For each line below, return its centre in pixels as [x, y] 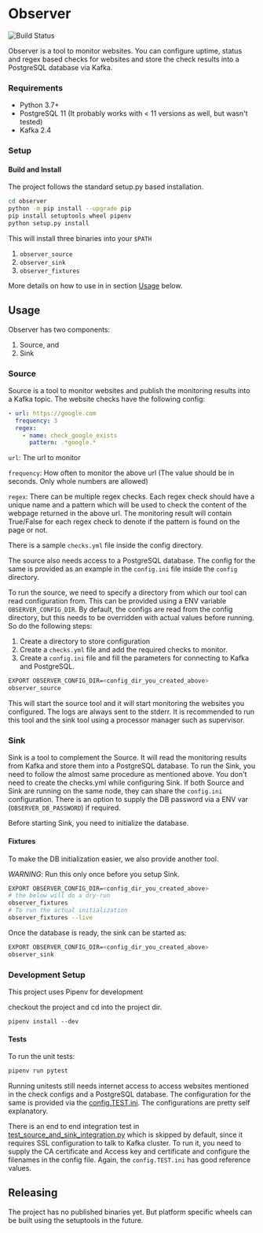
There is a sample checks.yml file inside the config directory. [106, 545]
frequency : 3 [37, 421]
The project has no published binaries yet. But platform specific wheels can [130, 1212]
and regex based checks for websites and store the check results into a [124, 59]
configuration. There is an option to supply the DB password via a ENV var [128, 800]
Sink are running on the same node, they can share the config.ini [115, 791]
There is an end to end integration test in [74, 1127]
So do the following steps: [50, 626]
